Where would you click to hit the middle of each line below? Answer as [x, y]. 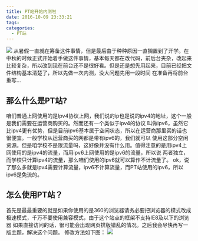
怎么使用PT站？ [34, 195]
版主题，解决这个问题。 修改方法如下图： [56, 232]
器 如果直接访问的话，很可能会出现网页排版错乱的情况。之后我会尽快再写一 [97, 225]
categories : [21, 28]
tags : [13, 22]
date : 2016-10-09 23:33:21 [39, 17]
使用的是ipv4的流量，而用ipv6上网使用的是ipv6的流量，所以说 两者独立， [100, 152]
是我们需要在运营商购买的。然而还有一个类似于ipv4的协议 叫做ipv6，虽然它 [97, 123]
